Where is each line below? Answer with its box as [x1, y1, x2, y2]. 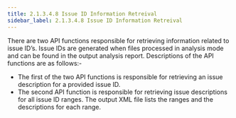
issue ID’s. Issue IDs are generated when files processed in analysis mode [7, 44, 224, 52]
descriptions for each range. [17, 102, 102, 111]
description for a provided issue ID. [17, 80, 121, 88]
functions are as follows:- [7, 59, 82, 67]
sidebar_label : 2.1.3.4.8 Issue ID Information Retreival [7, 17, 183, 24]
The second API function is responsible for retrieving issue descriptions [17, 88, 227, 96]
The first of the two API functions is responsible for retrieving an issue [17, 72, 223, 81]
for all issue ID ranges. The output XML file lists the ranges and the [17, 95, 213, 103]
